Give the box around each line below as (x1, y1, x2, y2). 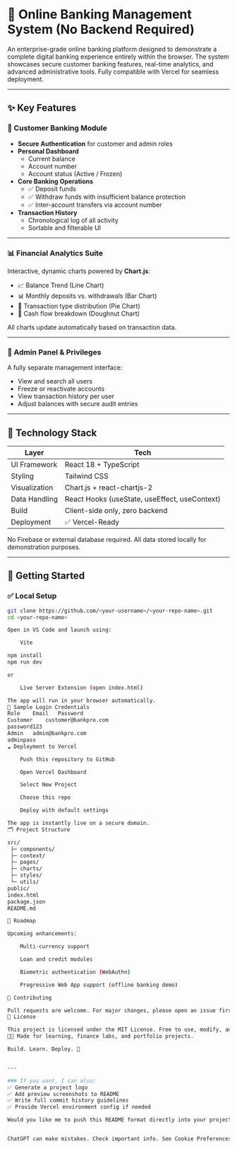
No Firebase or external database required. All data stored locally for (7, 536, 207, 544)
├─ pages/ (10, 859, 39, 866)
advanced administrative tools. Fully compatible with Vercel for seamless (7, 67, 219, 76)
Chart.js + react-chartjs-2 (64, 483, 153, 492)
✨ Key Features (7, 102, 76, 114)
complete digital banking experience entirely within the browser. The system (7, 52, 229, 61)
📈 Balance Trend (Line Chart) (17, 281, 104, 289)
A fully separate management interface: (7, 364, 123, 372)
